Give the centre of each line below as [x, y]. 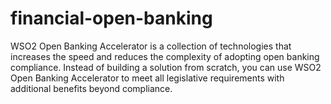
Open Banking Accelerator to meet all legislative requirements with [147, 78]
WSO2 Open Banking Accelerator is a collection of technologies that [151, 46]
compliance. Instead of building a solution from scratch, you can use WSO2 [166, 67]
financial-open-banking [111, 18]
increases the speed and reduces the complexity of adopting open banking [165, 56]
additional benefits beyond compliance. [91, 88]
